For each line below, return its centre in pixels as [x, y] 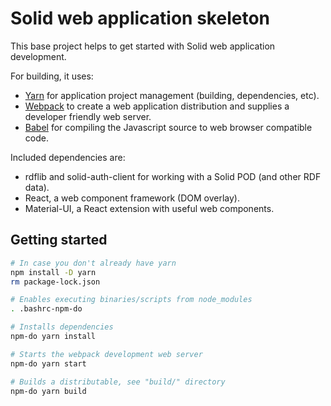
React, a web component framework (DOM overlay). [132, 198]
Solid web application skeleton [140, 18]
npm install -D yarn [53, 272]
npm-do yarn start [48, 363]
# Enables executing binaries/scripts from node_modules [131, 300]
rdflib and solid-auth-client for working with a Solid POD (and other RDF [173, 176]
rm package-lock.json [55, 282]
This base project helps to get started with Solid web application [143, 46]
